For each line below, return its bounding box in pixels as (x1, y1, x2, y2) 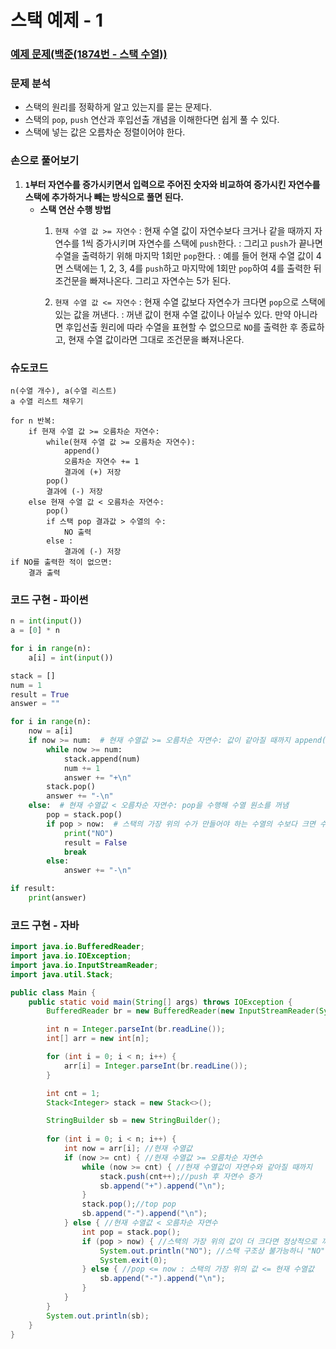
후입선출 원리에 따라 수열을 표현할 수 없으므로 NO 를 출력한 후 (65, 321, 298, 333)
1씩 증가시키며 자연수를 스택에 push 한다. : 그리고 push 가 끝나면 (81, 237, 323, 249)
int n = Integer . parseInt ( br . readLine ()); (46, 1024, 226, 1035)
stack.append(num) (63, 754, 141, 764)
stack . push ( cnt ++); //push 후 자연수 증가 (99, 1171, 263, 1181)
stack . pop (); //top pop (81, 1199, 177, 1210)
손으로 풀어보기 (10, 154, 80, 168)
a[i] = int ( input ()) (28, 652, 114, 663)
